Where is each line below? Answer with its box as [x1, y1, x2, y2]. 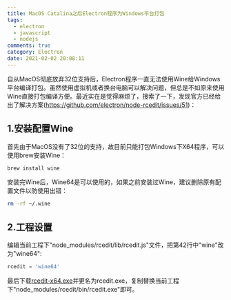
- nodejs [13, 36, 39, 43]
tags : [7, 17, 23, 23]
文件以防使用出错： [12, 187, 68, 195]
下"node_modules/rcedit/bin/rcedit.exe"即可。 [7, 286, 139, 293]
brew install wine [7, 165, 60, 172]
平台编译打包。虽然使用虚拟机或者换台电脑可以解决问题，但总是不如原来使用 [7, 83, 225, 92]
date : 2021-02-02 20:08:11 [7, 55, 85, 62]
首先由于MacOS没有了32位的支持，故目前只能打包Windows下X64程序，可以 [7, 142, 225, 150]
